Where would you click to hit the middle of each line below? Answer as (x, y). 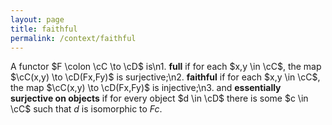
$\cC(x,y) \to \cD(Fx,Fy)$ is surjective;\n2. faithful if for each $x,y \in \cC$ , (165, 77)
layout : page (37, 19)
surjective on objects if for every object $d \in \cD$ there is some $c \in (159, 98)
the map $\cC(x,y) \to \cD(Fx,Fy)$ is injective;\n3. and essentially (146, 88)
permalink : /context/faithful (73, 38)
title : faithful (44, 29)
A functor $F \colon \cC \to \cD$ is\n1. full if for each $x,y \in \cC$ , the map (166, 67)
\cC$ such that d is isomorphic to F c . (86, 109)
